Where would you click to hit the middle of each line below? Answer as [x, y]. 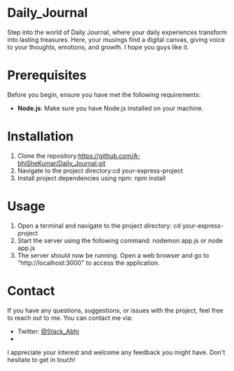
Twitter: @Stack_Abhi [48, 331]
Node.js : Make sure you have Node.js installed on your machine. [110, 108]
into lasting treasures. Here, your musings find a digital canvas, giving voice [116, 39]
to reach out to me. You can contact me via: [70, 318]
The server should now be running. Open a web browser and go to [113, 255]
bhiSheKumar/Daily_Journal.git [61, 163]
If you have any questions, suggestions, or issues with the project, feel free [115, 310]
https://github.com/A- [109, 156]
